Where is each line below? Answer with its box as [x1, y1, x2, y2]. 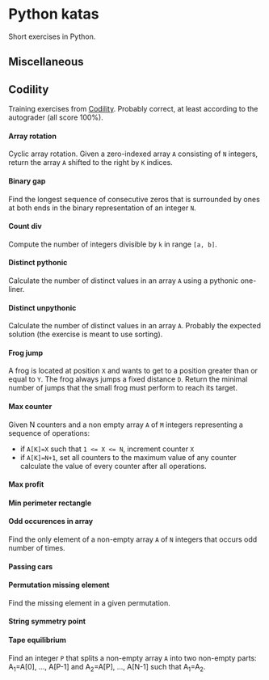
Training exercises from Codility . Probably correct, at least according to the [8, 104, 258, 114]
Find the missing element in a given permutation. [8, 598, 171, 607]
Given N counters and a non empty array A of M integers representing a [8, 420, 244, 429]
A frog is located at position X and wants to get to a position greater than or [8, 365, 258, 376]
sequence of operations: [8, 428, 90, 437]
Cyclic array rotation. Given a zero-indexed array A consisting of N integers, [8, 149, 258, 158]
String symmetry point [8, 616, 86, 627]
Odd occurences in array [8, 517, 94, 526]
